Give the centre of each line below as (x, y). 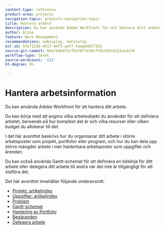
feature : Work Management (31, 37)
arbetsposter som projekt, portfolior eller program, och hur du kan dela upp (81, 142)
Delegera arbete (29, 222)
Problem (21, 201)
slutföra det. (17, 172)
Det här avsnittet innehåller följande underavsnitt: (55, 181)
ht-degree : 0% (20, 64)
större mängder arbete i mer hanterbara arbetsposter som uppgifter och (78, 147)
